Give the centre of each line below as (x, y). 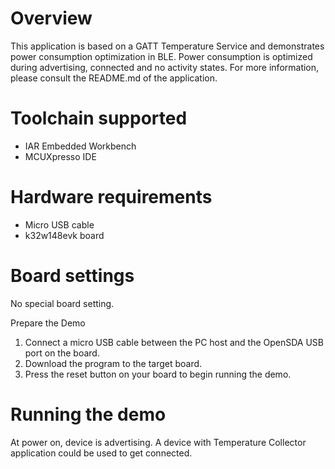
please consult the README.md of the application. (114, 78)
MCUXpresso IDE (60, 156)
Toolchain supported (99, 118)
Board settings (72, 276)
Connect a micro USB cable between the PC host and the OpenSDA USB (174, 342)
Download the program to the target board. (113, 363)
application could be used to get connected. (101, 453)
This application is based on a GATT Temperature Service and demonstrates (167, 46)
